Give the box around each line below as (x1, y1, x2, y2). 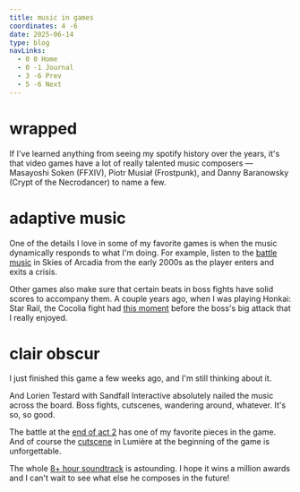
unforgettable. (9, 445, 62, 457)
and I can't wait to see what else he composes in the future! (9, 472, 230, 484)
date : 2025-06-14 (9, 30, 74, 39)
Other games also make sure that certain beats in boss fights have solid (9, 283, 274, 294)
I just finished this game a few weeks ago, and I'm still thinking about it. (9, 373, 272, 384)
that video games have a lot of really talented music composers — (9, 158, 253, 168)
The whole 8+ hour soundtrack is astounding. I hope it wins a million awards (9, 463, 291, 474)
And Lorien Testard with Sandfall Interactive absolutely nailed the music (9, 391, 274, 401)
